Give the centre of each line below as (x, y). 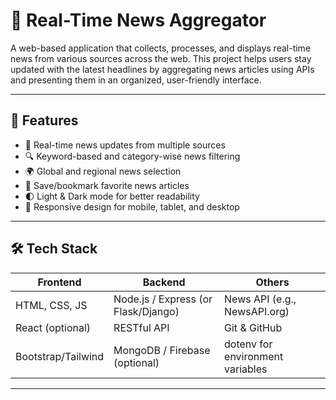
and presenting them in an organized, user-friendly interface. (136, 80)
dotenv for (248, 344)
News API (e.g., (260, 299)
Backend (164, 282)
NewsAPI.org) (257, 311)
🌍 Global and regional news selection (103, 171)
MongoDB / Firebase (162, 350)
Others (272, 282)
